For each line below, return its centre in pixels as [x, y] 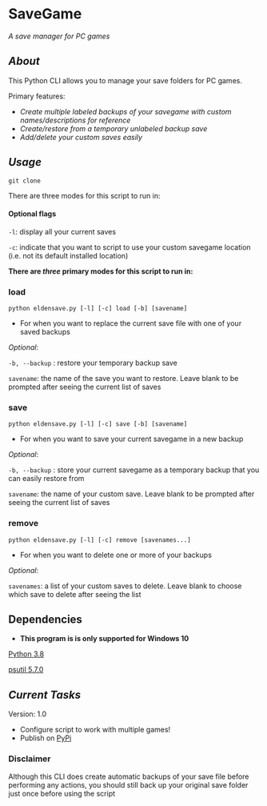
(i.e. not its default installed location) [68, 255]
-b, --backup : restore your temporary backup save [93, 363]
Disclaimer [30, 759]
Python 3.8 [26, 654]
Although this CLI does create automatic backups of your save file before [129, 776]
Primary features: [37, 96]
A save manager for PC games [59, 36]
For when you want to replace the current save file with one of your [131, 323]
